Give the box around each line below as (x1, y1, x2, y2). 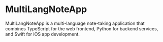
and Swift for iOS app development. (5, 31, 80, 37)
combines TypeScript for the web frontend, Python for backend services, (5, 25, 158, 31)
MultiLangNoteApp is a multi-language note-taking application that (5, 20, 145, 26)
